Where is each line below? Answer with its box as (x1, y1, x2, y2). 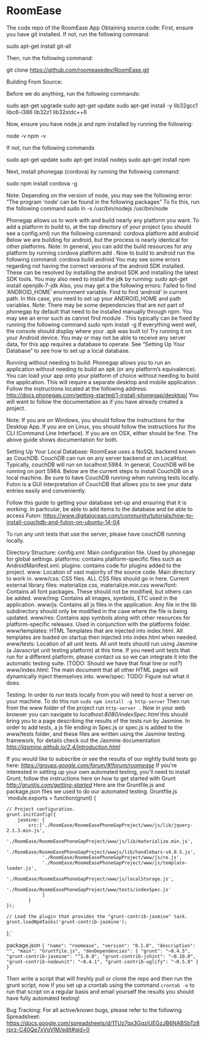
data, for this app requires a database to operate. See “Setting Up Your (6, 340, 185, 347)
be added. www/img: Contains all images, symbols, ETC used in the (6, 594, 178, 601)
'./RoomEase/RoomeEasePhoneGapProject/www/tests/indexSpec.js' (6, 886, 172, 893)
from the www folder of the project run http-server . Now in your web (6, 704, 186, 711)
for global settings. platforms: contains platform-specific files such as (6, 555, 182, 562)
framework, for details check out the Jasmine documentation (6, 736, 161, 744)
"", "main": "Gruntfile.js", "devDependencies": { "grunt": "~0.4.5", (6, 948, 191, 954)
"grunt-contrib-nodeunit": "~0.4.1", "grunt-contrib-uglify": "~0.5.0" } (6, 959, 199, 965)
